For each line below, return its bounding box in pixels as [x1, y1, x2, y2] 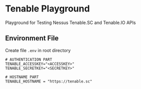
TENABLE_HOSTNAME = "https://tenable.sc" [5, 78, 93, 84]
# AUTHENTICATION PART [5, 57, 52, 62]
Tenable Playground [5, 3, 90, 14]
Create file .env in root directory [5, 47, 71, 53]
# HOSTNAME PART [5, 74, 39, 79]
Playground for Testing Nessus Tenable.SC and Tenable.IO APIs [5, 19, 136, 25]
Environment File [5, 34, 59, 42]
